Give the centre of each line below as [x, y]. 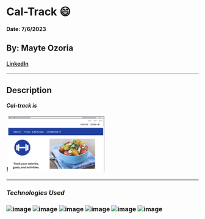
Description [29, 90]
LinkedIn [18, 63]
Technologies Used [36, 192]
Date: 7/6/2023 [26, 29]
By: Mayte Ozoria [40, 48]
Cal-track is [22, 106]
